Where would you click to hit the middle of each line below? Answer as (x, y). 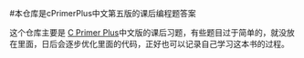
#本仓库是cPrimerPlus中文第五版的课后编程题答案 (103, 13)
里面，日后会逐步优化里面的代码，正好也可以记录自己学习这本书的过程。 (153, 44)
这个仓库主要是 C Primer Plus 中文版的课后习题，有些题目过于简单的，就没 (148, 33)
